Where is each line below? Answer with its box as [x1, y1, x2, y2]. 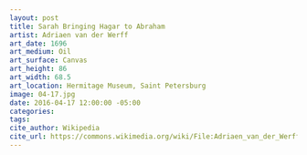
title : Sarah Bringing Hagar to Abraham [9, 22, 166, 31]
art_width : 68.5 [9, 73, 71, 82]
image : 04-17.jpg [9, 89, 76, 98]
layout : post [9, 13, 59, 23]
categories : [9, 107, 55, 116]
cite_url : [9, 132, 48, 141]
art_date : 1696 [9, 38, 68, 48]
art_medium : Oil [9, 47, 71, 57]
